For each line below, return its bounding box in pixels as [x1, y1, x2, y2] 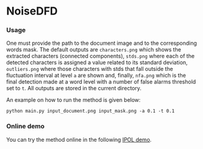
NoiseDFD [6, 4, 58, 18]
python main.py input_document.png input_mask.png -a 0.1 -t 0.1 [6, 108, 175, 114]
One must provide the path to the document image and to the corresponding [6, 39, 197, 47]
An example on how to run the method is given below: [6, 96, 141, 104]
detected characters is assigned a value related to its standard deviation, [6, 59, 188, 66]
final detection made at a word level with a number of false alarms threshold [6, 78, 196, 85]
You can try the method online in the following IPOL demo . [6, 136, 152, 143]
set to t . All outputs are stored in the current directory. [6, 85, 142, 92]
